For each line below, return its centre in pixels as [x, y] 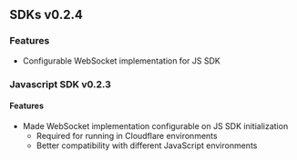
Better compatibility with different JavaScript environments [147, 145]
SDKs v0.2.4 [46, 15]
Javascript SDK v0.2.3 [61, 84]
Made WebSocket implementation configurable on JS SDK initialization [155, 125]
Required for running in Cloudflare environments [127, 135]
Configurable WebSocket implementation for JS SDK [121, 60]
